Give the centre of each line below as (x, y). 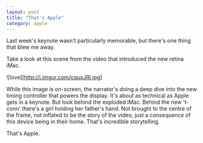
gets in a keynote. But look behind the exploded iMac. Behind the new (94, 102)
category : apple (27, 23)
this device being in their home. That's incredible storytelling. (83, 122)
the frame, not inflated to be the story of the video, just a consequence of (98, 115)
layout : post (23, 12)
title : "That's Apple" (35, 18)
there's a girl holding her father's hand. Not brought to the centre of (107, 109)
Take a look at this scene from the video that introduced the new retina (95, 59)
